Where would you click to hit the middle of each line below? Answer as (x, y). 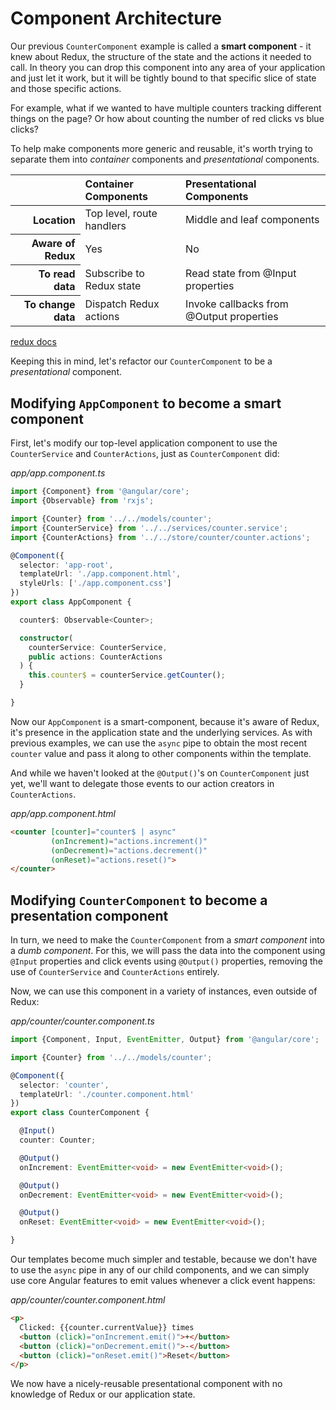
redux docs (33, 342)
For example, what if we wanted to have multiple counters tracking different (166, 108)
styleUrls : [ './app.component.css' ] (95, 583)
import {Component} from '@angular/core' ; (100, 492)
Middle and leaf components (252, 219)
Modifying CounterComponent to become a (139, 900)
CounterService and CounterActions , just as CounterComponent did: (145, 454)
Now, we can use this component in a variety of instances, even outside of (164, 991)
